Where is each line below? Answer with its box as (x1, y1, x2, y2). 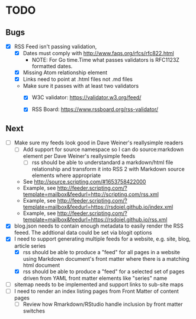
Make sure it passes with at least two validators (23, 83, 139, 90)
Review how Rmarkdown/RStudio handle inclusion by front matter (23, 301, 183, 308)
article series (14, 242, 46, 249)
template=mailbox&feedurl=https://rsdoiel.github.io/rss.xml (23, 216, 168, 223)
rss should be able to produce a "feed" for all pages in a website (23, 248, 180, 255)
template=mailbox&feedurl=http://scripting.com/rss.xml (23, 191, 159, 198)
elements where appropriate (31, 172, 101, 179)
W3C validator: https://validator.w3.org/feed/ (31, 94, 142, 101)
